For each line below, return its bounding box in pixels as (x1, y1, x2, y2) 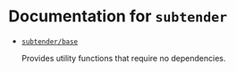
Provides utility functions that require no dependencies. (21, 52, 226, 63)
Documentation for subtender (8, 6, 228, 27)
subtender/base (21, 37, 79, 46)
